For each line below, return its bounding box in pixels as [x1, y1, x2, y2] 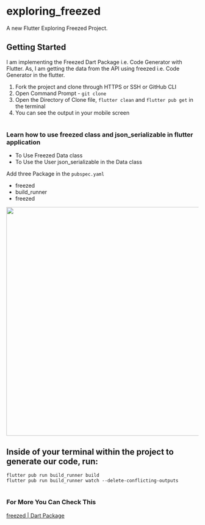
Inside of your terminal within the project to [6, 446, 174, 457]
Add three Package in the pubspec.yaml [6, 170, 105, 177]
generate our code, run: [6, 456, 99, 466]
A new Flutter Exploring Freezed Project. [6, 24, 108, 32]
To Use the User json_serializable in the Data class [15, 159, 142, 166]
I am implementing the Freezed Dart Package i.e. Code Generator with [6, 58, 182, 65]
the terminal [15, 102, 46, 110]
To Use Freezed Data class [15, 152, 83, 159]
